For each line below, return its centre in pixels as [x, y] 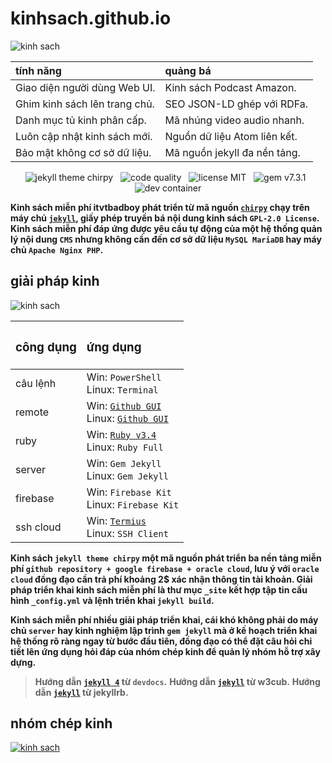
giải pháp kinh [55, 281]
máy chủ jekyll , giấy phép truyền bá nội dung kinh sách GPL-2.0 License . [165, 218]
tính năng [38, 70]
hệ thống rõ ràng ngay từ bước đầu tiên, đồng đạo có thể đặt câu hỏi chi [161, 641]
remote [32, 412]
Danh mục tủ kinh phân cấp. [81, 120]
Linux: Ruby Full [125, 447]
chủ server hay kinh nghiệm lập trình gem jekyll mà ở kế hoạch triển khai [164, 630]
